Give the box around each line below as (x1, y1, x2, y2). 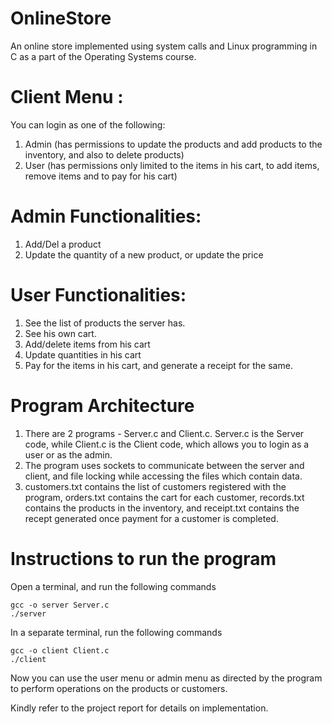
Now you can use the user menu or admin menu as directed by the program (10, 672, 323, 684)
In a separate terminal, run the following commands (10, 626, 223, 638)
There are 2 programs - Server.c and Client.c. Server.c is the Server (24, 427, 305, 439)
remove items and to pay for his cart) (24, 170, 178, 182)
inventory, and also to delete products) (24, 148, 185, 161)
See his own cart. (24, 327, 97, 339)
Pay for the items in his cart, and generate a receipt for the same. (24, 359, 293, 371)
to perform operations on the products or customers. (10, 682, 228, 694)
